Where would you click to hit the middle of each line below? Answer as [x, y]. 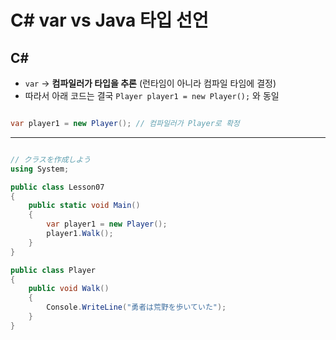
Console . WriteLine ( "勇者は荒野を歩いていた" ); [136, 307]
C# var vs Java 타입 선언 [109, 20]
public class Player [53, 270]
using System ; [40, 169]
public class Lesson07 [57, 187]
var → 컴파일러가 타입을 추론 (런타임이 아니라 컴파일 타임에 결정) [150, 83]
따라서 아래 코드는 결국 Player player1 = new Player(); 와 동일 [152, 95]
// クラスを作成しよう [51, 159]
